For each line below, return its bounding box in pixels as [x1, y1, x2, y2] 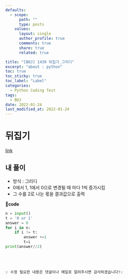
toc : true [5, 69, 27, 74]
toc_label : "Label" [5, 79, 47, 84]
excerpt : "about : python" [5, 64, 63, 69]
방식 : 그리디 [12, 178, 38, 184]
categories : [5, 83, 31, 88]
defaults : [5, 7, 27, 13]
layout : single [18, 31, 52, 36]
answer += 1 [23, 235, 47, 240]
